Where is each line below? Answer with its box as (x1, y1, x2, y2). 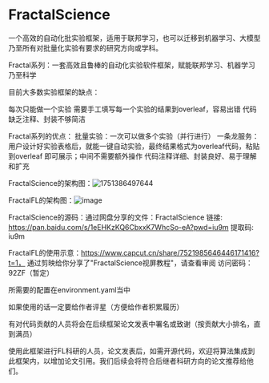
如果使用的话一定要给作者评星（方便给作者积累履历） (8, 302, 184, 312)
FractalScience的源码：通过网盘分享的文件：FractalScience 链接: (8, 212, 223, 222)
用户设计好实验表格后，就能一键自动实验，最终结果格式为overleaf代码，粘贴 (8, 141, 260, 151)
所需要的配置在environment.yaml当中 (8, 284, 130, 294)
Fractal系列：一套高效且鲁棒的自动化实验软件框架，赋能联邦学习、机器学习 (8, 60, 255, 70)
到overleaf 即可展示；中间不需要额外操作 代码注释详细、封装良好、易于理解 (8, 151, 257, 161)
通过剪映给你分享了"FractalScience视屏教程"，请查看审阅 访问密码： (26, 258, 254, 268)
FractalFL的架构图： (8, 195, 74, 205)
